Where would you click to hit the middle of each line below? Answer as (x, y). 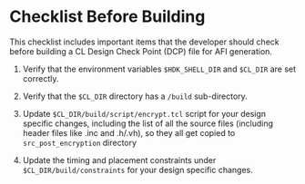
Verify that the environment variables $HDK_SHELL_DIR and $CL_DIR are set (159, 69)
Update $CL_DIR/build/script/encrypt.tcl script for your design (144, 113)
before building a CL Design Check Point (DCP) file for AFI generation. (141, 51)
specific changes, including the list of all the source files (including (148, 123)
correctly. (41, 78)
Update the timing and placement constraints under (119, 160)
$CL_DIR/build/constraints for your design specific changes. (137, 169)
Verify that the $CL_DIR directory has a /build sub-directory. (135, 96)
